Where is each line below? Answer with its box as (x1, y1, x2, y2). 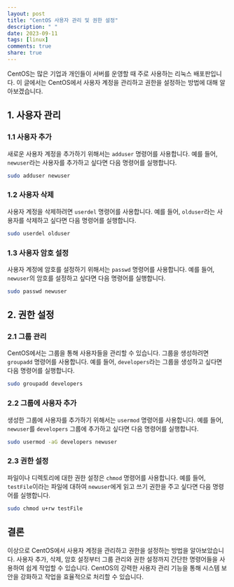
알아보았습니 (190, 546, 224, 554)
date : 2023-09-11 (7, 29, 58, 37)
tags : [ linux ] (7, 36, 49, 43)
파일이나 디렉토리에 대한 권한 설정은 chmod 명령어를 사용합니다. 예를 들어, (7, 474, 206, 482)
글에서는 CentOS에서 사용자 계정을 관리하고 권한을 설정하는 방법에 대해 (23, 78, 219, 86)
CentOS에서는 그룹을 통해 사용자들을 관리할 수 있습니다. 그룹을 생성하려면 (7, 349, 209, 357)
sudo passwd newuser (7, 288, 68, 295)
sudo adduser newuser (7, 172, 71, 179)
